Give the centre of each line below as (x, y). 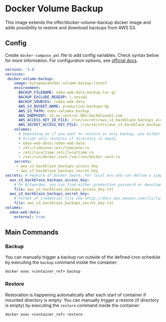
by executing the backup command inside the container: (62, 263)
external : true (30, 217)
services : (15, 74)
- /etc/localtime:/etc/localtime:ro (56, 152)
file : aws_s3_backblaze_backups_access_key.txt (64, 189)
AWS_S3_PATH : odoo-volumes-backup (54, 111)
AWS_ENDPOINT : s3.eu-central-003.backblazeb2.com (70, 115)
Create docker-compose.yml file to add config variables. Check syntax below (82, 55)
